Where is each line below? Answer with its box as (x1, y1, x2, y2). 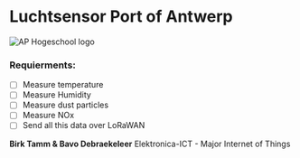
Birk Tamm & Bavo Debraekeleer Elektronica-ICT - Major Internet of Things (9, 138, 291, 149)
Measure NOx (22, 110, 75, 121)
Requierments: (9, 59, 77, 71)
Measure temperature (22, 79, 104, 90)
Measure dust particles (22, 99, 109, 110)
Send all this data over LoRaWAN (22, 120, 145, 131)
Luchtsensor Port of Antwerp (9, 6, 233, 27)
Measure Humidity (22, 89, 92, 100)
